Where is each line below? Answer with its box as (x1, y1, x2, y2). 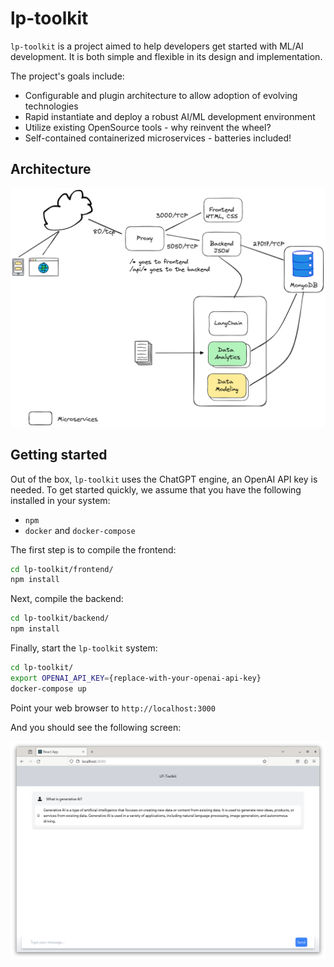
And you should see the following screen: (10, 721, 182, 733)
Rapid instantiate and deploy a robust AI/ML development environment (24, 110, 316, 122)
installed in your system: (10, 494, 111, 506)
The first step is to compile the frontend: (10, 543, 177, 556)
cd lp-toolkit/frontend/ (10, 564, 114, 574)
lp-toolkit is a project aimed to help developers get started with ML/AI (10, 40, 304, 52)
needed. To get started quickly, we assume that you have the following (10, 483, 302, 496)
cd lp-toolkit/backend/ (10, 613, 110, 624)
